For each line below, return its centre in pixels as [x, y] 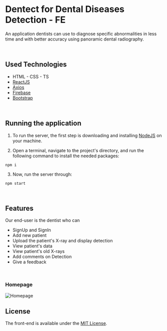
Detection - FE [36, 20]
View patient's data [32, 246]
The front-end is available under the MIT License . [56, 323]
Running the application [43, 123]
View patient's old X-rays [39, 251]
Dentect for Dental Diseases [65, 9]
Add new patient [29, 235]
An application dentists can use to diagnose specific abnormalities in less [81, 34]
